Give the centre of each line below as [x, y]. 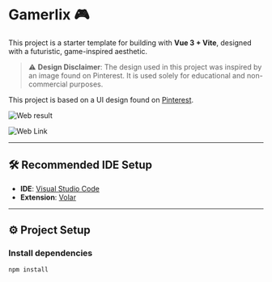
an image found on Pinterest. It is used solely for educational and [136, 75]
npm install [28, 270]
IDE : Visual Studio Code [59, 188]
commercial [48, 84]
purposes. [86, 84]
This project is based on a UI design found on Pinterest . [101, 99]
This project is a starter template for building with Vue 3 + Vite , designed [130, 42]
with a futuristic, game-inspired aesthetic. [78, 51]
